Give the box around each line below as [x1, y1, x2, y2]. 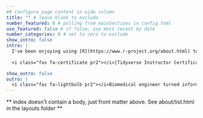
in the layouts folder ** [6, 105, 63, 112]
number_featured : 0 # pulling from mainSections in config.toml [6, 20, 172, 26]
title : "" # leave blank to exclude [6, 15, 98, 21]
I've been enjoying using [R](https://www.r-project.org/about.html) [11, 48, 190, 54]
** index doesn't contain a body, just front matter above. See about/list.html [6, 98, 195, 106]
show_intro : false [6, 37, 53, 43]
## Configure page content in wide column [6, 8, 115, 15]
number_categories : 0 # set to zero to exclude [6, 31, 129, 38]
